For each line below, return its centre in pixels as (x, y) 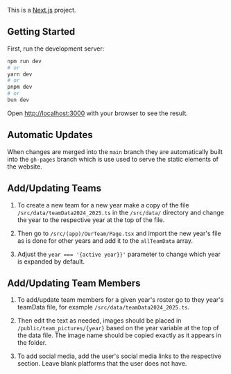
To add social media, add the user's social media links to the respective (119, 356)
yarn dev (20, 74)
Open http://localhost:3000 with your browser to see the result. (98, 113)
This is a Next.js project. (42, 10)
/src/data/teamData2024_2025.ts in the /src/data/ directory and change (120, 212)
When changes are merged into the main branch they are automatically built (115, 151)
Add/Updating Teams (54, 188)
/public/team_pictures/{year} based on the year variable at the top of (118, 328)
